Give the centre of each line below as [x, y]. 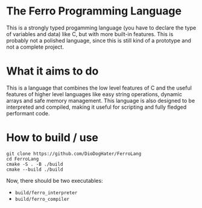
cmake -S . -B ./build [35, 164]
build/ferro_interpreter [46, 193]
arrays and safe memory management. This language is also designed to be [101, 100]
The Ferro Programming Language [94, 11]
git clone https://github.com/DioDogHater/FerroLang [74, 154]
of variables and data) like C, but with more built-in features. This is [90, 34]
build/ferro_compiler [42, 199]
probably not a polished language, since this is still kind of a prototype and [99, 40]
